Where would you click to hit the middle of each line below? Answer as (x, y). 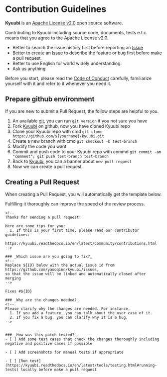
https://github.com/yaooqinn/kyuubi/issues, (52, 270)
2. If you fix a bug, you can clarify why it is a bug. (69, 317)
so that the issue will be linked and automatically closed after (76, 274)
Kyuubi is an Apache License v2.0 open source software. (64, 23)
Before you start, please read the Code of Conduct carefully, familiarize (79, 78)
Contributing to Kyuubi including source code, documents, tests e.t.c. (77, 32)
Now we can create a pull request (47, 166)
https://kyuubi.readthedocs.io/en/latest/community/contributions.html (81, 243)
